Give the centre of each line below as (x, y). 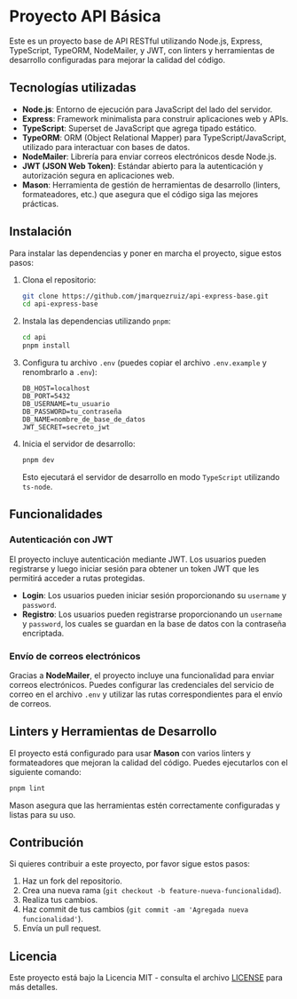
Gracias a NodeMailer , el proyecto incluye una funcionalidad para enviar (142, 675)
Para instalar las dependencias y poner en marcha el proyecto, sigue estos (145, 253)
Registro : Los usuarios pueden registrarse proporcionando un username (152, 614)
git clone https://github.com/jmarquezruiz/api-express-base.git (145, 296)
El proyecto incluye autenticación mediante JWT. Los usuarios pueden (138, 559)
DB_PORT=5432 (46, 396)
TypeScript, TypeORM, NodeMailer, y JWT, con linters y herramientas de (142, 50)
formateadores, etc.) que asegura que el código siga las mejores (140, 194)
